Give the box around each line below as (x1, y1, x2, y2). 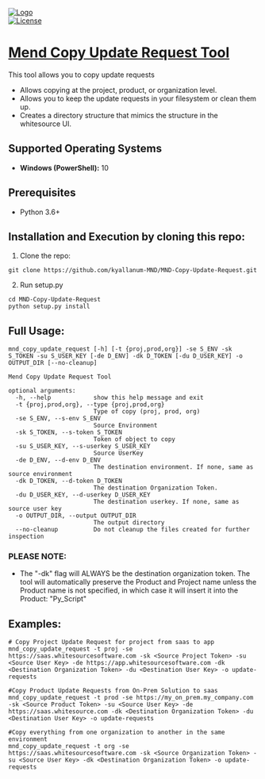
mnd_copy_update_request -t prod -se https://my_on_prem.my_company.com (8, 694, 254, 702)
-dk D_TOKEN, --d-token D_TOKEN (15, 477, 123, 485)
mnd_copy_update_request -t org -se (8, 743, 129, 750)
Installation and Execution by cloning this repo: (8, 230, 246, 244)
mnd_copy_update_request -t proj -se (8, 645, 133, 654)
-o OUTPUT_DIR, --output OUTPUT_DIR (15, 512, 136, 520)
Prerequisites (8, 186, 76, 200)
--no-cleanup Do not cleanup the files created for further (15, 526, 250, 534)
